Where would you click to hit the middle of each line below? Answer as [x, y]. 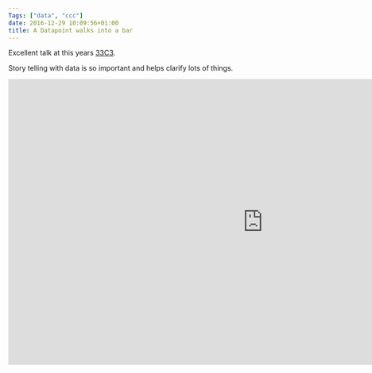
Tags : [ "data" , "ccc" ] [46, 15]
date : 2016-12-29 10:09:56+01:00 [64, 23]
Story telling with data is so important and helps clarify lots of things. [121, 68]
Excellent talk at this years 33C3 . [62, 53]
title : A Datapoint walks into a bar [71, 30]
